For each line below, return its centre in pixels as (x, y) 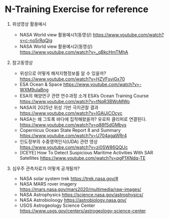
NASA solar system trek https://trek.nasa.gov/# (69, 179)
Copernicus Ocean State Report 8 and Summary (70, 130)
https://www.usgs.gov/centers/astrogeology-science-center (83, 210)
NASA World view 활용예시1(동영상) (56, 34)
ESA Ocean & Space (41, 84)
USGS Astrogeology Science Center (57, 205)
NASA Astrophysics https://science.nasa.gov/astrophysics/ (81, 194)
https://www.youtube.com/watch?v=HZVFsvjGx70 (72, 79)
